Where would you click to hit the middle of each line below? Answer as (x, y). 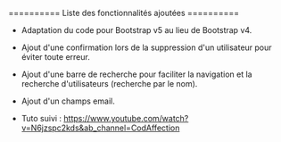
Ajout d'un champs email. (68, 101)
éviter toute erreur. (55, 57)
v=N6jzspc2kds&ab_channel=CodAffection (100, 128)
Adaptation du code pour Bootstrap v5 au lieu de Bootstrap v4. (136, 30)
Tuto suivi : (41, 118)
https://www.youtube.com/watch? (126, 118)
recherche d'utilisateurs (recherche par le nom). (109, 84)
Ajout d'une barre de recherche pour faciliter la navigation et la (136, 74)
